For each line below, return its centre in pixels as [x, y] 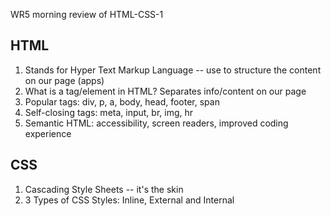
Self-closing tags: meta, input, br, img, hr [109, 112]
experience [48, 133]
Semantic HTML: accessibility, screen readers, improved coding [156, 123]
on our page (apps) [64, 80]
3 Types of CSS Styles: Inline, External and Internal [129, 200]
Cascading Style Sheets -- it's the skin [104, 189]
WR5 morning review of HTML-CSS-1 [87, 14]
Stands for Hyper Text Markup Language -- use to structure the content [173, 70]
